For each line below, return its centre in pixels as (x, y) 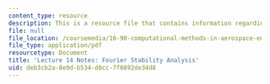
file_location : (34, 38)
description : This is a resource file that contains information (120, 23)
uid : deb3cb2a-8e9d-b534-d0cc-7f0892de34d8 (82, 68)
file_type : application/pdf (55, 46)
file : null (27, 30)
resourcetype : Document (48, 53)
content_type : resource (48, 16)
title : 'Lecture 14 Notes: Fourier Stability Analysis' (104, 61)
